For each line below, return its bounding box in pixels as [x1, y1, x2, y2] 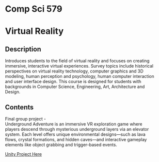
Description [5, 45, 41, 53]
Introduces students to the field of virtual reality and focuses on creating [5, 58, 150, 64]
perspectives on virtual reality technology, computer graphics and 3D [5, 68, 144, 74]
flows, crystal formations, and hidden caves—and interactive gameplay [5, 137, 147, 142]
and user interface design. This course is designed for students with [5, 79, 142, 85]
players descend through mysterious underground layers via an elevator [5, 126, 149, 132]
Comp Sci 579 [5, 3, 63, 15]
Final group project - [5, 116, 46, 122]
